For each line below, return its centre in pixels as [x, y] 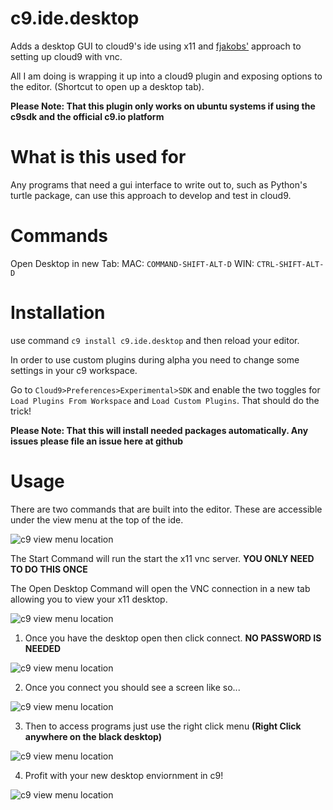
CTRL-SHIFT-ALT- [290, 264]
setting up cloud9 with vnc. [66, 56]
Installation [58, 313]
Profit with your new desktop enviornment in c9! [124, 775]
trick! [21, 411]
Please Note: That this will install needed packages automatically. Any [159, 430]
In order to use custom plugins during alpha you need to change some [155, 359]
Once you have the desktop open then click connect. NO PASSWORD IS [173, 638]
